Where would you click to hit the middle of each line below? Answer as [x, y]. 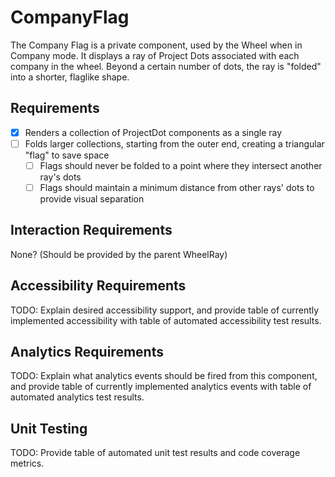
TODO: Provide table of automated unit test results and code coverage [155, 453]
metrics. [27, 463]
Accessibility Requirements [98, 286]
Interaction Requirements [91, 230]
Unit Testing [49, 428]
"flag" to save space [67, 155]
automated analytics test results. [77, 397]
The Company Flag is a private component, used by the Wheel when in [156, 45]
